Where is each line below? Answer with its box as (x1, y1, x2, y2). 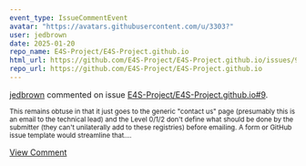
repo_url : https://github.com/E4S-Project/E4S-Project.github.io (9, 65, 262, 74)
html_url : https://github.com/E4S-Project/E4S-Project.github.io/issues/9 (9, 56, 300, 65)
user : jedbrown (9, 30, 67, 39)
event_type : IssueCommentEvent (9, 13, 128, 23)
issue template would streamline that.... (9, 130, 132, 140)
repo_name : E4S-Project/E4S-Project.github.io (9, 47, 189, 57)
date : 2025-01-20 (9, 38, 76, 48)
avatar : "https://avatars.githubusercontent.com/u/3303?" (9, 22, 234, 31)
